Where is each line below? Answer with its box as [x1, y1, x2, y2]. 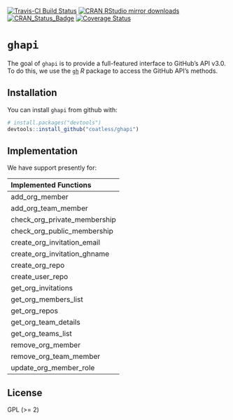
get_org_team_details [10, 318, 80, 327]
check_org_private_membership [10, 215, 117, 224]
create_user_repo [10, 272, 69, 282]
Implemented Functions [10, 180, 92, 190]
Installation [7, 87, 57, 99]
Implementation [7, 144, 78, 157]
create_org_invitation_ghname [10, 249, 110, 259]
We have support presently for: [7, 163, 97, 172]
